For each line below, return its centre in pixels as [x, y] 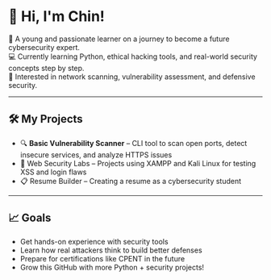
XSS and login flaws [53, 172]
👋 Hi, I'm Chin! [56, 17]
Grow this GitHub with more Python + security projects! [112, 267]
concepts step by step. [46, 68]
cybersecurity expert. [44, 47]
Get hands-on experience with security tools [94, 241]
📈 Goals [30, 218]
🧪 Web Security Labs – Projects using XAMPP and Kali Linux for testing [138, 163]
